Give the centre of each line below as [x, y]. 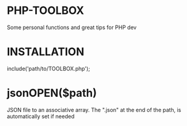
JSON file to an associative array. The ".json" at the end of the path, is [94, 110]
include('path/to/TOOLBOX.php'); [48, 68]
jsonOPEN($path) [52, 93]
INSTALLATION [45, 52]
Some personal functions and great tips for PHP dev [72, 27]
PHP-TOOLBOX [45, 11]
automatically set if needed [41, 116]
